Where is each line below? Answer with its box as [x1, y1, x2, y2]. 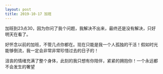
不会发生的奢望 [5, 63, 35, 70]
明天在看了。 [5, 31, 31, 37]
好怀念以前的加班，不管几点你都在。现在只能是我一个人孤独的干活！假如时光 [5, 41, 158, 47]
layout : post [5, 7, 32, 12]
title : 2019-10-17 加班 [5, 12, 52, 16]
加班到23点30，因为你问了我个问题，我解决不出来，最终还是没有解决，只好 [5, 25, 156, 31]
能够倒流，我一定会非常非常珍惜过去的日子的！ [5, 48, 98, 53]
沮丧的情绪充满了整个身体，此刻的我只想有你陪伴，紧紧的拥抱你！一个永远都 [5, 58, 158, 63]
